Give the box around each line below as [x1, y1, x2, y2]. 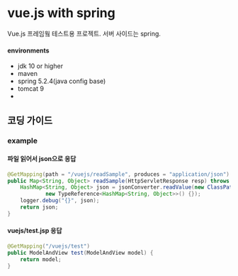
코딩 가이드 [7, 114, 53, 126]
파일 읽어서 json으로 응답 [7, 155, 76, 163]
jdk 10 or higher [17, 62, 64, 70]
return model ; [20, 255, 62, 263]
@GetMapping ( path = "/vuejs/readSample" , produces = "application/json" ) [7, 170, 230, 178]
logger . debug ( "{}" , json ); [20, 197, 100, 204]
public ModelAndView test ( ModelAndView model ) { [7, 249, 154, 256]
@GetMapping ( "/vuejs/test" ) [7, 243, 91, 250]
